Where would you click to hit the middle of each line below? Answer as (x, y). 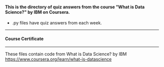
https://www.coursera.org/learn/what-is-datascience (58, 59)
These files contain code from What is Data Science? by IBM (66, 54)
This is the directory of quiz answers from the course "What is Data (75, 7)
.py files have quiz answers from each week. (57, 23)
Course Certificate (24, 39)
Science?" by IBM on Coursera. (38, 12)
